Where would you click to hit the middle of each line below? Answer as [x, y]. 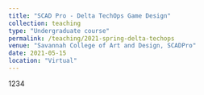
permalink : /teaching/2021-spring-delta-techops [92, 38]
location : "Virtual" [43, 61]
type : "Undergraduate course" [59, 31]
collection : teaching [45, 23]
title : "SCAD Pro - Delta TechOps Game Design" [90, 16]
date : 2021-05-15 [37, 53]
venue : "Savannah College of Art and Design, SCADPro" [102, 46]
